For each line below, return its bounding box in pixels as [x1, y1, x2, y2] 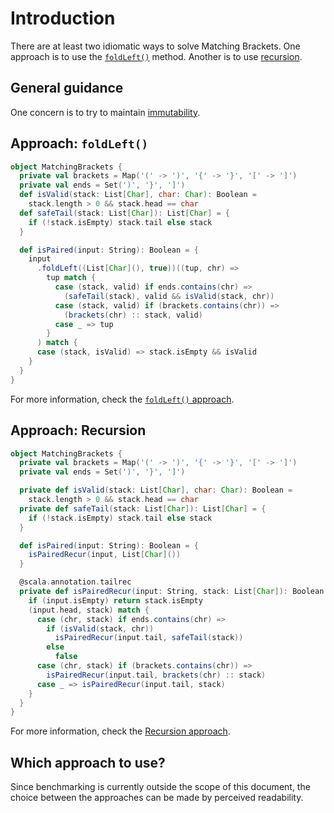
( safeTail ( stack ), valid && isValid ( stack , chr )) [63, 291, 275, 301]
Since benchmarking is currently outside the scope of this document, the [10, 781, 311, 793]
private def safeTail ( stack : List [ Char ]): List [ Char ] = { [19, 503, 267, 514]
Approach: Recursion [10, 422, 147, 439]
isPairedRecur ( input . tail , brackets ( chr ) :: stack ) [46, 670, 267, 680]
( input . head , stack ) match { [28, 605, 150, 615]
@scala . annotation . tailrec [19, 577, 132, 587]
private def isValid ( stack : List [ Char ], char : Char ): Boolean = [19, 485, 293, 496]
